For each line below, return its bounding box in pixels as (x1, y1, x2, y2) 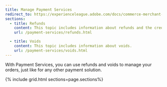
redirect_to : (5, 12, 32, 17)
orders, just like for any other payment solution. (5, 67, 102, 73)
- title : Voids (9, 39, 41, 44)
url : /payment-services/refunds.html (14, 30, 92, 35)
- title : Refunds (9, 21, 46, 26)
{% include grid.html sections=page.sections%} (5, 76, 103, 82)
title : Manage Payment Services (5, 7, 72, 12)
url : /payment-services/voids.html (14, 48, 88, 53)
